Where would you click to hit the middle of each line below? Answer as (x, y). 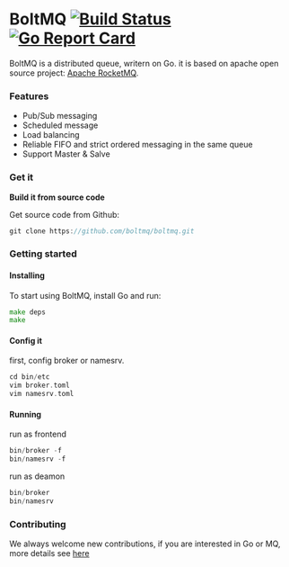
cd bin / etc (30, 377)
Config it (26, 340)
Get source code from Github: (64, 214)
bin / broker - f (36, 451)
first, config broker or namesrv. (67, 361)
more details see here (49, 553)
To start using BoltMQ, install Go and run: (85, 295)
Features (29, 96)
